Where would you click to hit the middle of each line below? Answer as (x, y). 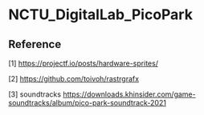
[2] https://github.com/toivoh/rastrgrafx (73, 79)
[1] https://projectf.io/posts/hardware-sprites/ (84, 63)
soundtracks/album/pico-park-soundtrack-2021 (88, 103)
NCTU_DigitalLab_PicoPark (100, 15)
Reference (35, 44)
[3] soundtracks (35, 94)
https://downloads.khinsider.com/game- (129, 94)
